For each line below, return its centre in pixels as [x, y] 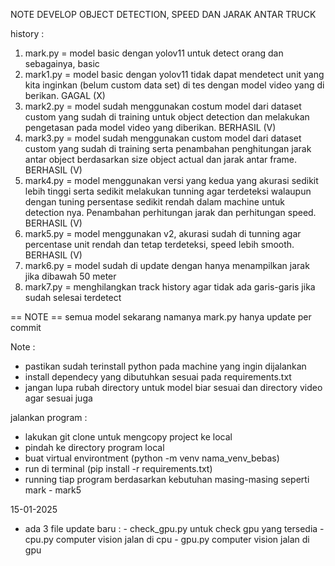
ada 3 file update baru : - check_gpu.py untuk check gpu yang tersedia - [174, 528]
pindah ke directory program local [94, 447]
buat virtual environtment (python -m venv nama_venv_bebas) [152, 458]
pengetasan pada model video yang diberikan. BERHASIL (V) [150, 127]
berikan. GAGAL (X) [65, 95]
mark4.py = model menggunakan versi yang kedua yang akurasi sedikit [171, 180]
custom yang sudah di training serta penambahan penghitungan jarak [168, 148]
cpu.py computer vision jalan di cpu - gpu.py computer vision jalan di [167, 539]
